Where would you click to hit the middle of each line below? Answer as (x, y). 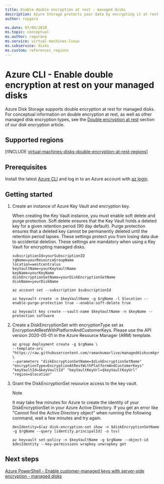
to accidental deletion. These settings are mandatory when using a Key (84, 242)
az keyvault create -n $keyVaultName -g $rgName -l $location (77, 299)
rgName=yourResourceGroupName (43, 260)
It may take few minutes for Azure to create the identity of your (75, 402)
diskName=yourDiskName (35, 282)
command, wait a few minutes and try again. (57, 418)
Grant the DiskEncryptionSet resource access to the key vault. (75, 383)
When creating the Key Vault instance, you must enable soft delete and (84, 216)
